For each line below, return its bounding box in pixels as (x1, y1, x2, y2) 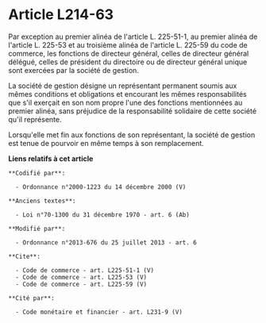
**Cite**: (8, 252, 41, 260)
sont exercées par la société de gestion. (8, 65, 139, 75)
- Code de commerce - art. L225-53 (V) (15, 273, 148, 281)
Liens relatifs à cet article (8, 153, 94, 163)
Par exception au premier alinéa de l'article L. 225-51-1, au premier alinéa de (8, 32, 258, 41)
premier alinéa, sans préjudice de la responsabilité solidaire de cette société (8, 106, 256, 116)
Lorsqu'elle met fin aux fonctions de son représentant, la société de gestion (8, 129, 256, 140)
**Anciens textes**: (8, 197, 77, 205)
